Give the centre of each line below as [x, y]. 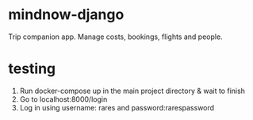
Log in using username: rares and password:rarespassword [117, 107]
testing [32, 69]
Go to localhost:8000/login [63, 99]
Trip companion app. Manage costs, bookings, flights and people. [116, 37]
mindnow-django [66, 15]
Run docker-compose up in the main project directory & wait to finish [132, 91]
